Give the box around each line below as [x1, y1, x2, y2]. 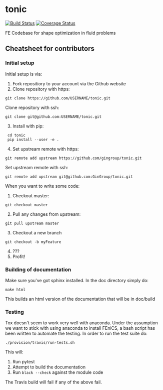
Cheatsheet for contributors [5, 44, 95, 53]
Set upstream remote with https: [12, 146, 79, 152]
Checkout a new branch [12, 229, 62, 235]
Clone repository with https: [12, 86, 70, 92]
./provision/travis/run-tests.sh [5, 340, 75, 345]
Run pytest [12, 359, 35, 365]
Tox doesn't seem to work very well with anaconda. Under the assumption [5, 320, 158, 326]
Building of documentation [5, 266, 71, 273]
